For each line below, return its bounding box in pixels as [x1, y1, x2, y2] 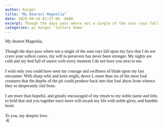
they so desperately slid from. [5, 84, 56, 88]
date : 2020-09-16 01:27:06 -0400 [5, 16, 73, 21]
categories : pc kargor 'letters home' [5, 25, 84, 30]
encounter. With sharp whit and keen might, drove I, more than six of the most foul [5, 74, 147, 79]
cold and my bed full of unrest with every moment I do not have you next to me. [5, 59, 143, 64]
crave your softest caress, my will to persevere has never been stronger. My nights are [5, 54, 152, 59]
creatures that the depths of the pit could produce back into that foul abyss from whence [5, 79, 156, 84]
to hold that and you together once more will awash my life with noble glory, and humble [5, 98, 158, 104]
